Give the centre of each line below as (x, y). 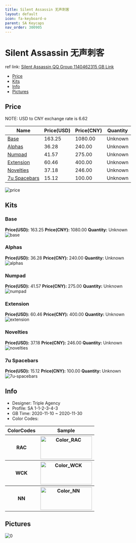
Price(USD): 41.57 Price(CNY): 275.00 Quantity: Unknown (64, 286)
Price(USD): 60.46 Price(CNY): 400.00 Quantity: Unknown (65, 314)
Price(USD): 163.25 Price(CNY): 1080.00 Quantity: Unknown (66, 230)
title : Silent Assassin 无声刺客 (37, 9)
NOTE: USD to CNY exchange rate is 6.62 (46, 118)
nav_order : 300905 (23, 28)
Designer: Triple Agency (36, 403)
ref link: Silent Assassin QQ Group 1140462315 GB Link (60, 67)
